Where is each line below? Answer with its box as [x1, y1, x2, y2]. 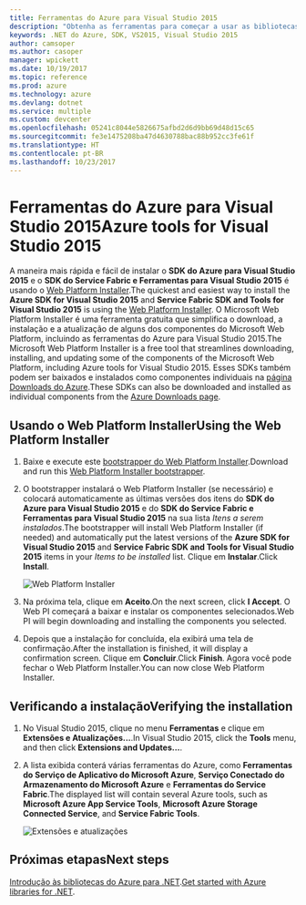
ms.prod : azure [9, 81, 67, 90]
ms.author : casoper [9, 47, 84, 57]
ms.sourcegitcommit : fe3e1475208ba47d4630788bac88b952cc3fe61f [9, 132, 255, 141]
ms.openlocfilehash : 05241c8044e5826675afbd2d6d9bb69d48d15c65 [9, 124, 255, 133]
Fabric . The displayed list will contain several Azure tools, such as [22, 789, 269, 800]
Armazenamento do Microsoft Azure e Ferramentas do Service [22, 779, 266, 790]
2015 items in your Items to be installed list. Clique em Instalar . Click [22, 551, 278, 562]
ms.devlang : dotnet [9, 98, 84, 108]
